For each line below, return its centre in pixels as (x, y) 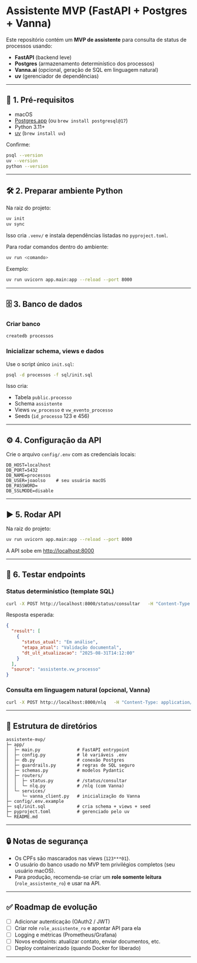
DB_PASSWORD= (22, 486)
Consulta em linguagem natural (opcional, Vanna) (78, 690)
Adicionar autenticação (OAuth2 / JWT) (62, 921)
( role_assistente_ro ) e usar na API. (58, 884)
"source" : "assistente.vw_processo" (56, 669)
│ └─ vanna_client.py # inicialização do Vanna (73, 796)
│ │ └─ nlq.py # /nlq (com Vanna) (65, 786)
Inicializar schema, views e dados (55, 351)
